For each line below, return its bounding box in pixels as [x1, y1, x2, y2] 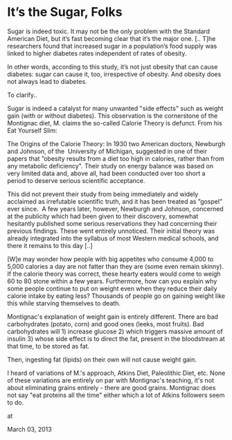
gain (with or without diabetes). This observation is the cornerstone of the [7, 112, 218, 120]
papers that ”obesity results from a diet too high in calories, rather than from [7, 154, 224, 163]
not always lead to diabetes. [7, 77, 88, 85]
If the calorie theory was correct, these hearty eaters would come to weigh [7, 270, 221, 278]
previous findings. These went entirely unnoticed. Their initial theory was [7, 227, 215, 235]
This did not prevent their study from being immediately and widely [7, 190, 199, 198]
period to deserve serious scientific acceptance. [7, 176, 145, 184]
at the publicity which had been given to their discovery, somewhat [7, 212, 199, 220]
